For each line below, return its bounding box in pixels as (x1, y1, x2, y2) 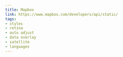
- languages (5, 44, 30, 49)
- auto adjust (5, 30, 35, 35)
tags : (5, 16, 16, 21)
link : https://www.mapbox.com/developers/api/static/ (5, 12, 119, 17)
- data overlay (5, 35, 37, 40)
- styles (5, 21, 23, 26)
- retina (5, 26, 23, 31)
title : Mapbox (5, 7, 35, 12)
